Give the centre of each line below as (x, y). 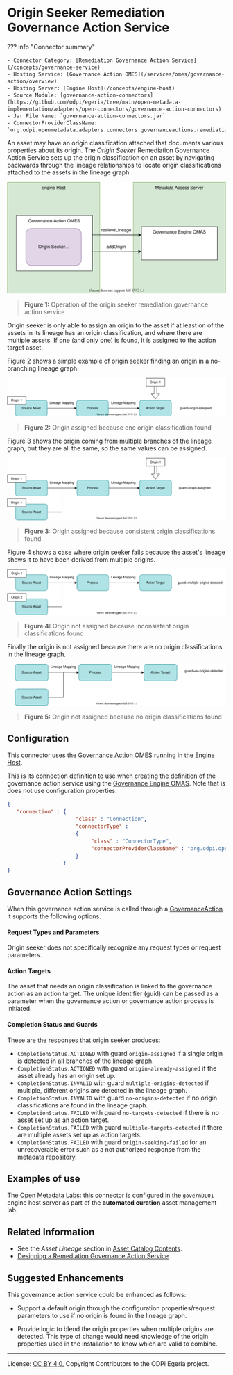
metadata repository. (47, 1157)
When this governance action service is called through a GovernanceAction (115, 909)
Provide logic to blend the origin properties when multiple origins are (115, 1329)
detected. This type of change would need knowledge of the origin (113, 1337)
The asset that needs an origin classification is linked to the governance (110, 986)
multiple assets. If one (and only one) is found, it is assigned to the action (112, 340)
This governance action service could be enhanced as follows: (97, 1295)
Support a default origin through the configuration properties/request (116, 1308)
